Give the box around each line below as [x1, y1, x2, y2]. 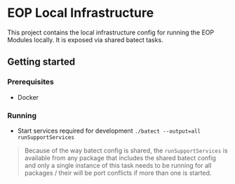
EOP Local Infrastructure [7, 5, 154, 21]
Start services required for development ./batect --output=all [17, 126, 201, 135]
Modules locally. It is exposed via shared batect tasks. [7, 35, 163, 44]
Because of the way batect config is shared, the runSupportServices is [24, 146, 228, 155]
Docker [17, 93, 39, 101]
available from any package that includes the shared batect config [24, 153, 216, 162]
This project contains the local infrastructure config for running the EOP [7, 28, 215, 37]
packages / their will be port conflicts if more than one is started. [24, 169, 212, 177]
